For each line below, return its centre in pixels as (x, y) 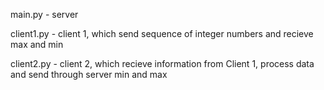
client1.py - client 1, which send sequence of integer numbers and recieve (162, 33)
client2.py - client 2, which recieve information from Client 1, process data (162, 63)
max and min (37, 44)
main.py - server (44, 14)
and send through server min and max (89, 74)
